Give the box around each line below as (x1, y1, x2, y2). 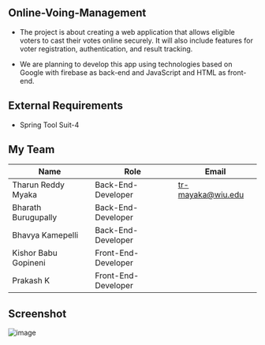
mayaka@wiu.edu (177, 189, 244, 201)
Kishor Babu (12, 248, 58, 259)
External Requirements (8, 99, 124, 113)
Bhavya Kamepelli (12, 230, 79, 241)
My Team (8, 143, 55, 156)
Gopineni (12, 257, 46, 268)
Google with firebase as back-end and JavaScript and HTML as (19, 67, 226, 77)
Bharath (12, 202, 42, 213)
